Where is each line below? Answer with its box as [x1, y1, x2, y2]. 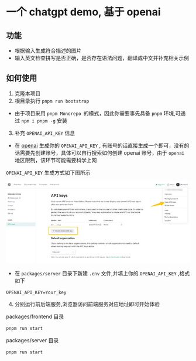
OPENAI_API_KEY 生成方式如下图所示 [6, 169, 91, 176]
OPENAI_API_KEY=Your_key [6, 290, 67, 296]
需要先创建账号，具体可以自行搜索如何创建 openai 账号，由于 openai [19, 149, 185, 156]
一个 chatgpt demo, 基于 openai [6, 5, 161, 19]
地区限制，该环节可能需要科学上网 [14, 156, 97, 164]
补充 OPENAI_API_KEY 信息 [14, 130, 75, 137]
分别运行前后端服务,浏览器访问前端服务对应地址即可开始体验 [14, 301, 160, 308]
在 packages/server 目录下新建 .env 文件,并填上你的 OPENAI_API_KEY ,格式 [14, 270, 190, 277]
